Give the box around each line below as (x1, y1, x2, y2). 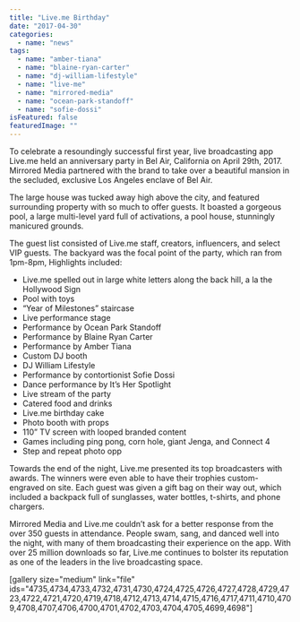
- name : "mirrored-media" (17, 88, 115, 97)
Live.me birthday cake (21, 408, 105, 418)
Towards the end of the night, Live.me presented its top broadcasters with (9, 463, 283, 473)
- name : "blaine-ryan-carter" (17, 64, 130, 73)
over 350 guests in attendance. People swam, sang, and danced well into (9, 528, 279, 539)
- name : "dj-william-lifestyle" (17, 72, 139, 81)
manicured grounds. (9, 220, 84, 231)
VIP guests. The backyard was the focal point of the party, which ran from (9, 247, 282, 258)
